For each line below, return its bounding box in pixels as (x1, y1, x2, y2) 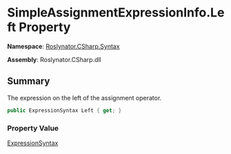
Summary (7, 76, 50, 87)
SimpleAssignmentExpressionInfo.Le (7, 5, 225, 21)
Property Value (7, 123, 59, 133)
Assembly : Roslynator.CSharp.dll (7, 55, 101, 63)
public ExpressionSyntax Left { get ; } (7, 107, 122, 114)
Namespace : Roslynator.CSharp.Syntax (7, 42, 120, 50)
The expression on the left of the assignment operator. (7, 93, 162, 102)
